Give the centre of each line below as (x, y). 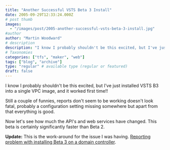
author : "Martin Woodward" (34, 39)
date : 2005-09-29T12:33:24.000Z (39, 15)
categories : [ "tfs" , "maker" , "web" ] (45, 57)
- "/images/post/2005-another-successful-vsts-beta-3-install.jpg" (82, 29)
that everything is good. (30, 111)
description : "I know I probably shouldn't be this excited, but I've (81, 48)
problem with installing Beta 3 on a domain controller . (61, 142)
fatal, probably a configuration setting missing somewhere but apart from (81, 106)
